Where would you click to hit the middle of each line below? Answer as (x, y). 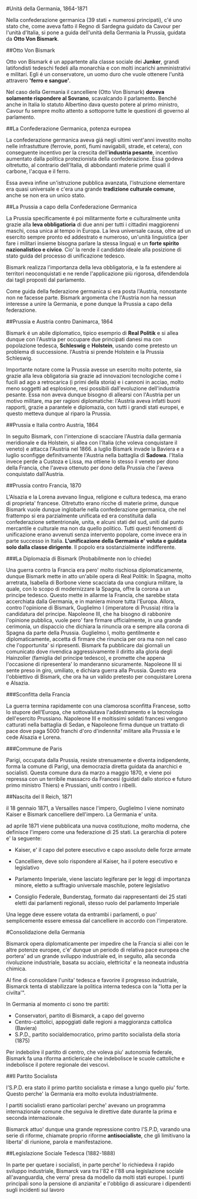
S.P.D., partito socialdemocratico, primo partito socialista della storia (97, 1034)
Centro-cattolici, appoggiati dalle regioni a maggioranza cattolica (93, 1022)
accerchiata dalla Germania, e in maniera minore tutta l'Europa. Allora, (91, 601)
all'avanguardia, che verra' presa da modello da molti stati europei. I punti (95, 1177)
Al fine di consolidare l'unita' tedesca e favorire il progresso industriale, (92, 980)
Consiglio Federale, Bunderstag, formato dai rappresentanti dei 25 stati (101, 897)
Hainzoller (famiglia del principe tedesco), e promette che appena (86, 658)
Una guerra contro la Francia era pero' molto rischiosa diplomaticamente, (95, 570)
